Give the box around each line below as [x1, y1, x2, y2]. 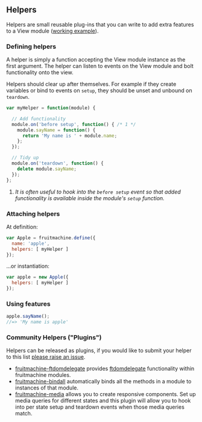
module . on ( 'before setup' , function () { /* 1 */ [11, 121, 136, 127]
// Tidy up [11, 155, 39, 161]
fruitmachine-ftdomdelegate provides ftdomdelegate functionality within [14, 365, 195, 373]
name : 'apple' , [11, 241, 50, 247]
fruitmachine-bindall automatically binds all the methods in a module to [14, 378, 192, 385]
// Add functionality [11, 116, 66, 122]
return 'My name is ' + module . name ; [22, 133, 118, 139]
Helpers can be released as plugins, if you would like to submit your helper [6, 347, 192, 354]
